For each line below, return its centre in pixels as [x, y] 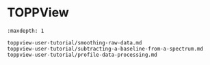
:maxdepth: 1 [26, 31]
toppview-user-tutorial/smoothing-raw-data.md [75, 42]
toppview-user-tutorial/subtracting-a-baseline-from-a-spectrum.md [105, 49]
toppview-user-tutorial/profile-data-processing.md [82, 55]
